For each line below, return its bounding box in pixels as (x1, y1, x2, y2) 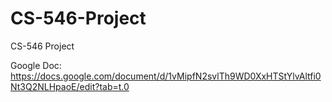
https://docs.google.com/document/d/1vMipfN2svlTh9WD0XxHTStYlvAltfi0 (10, 70, 322, 82)
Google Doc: (10, 59, 62, 71)
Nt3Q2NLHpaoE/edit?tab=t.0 (10, 80, 130, 92)
